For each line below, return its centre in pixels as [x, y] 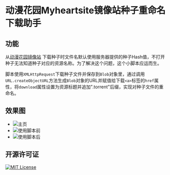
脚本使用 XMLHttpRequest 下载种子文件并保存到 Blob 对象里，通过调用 [75, 74]
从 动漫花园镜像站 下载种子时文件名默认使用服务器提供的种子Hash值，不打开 [85, 57]
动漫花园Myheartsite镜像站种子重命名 [86, 10]
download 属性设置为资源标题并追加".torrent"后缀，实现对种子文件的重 [91, 87]
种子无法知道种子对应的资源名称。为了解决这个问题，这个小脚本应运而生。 [83, 63]
